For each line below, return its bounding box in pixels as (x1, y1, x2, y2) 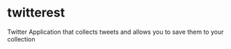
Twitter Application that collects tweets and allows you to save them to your (7, 28, 224, 36)
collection (7, 35, 35, 43)
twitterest (7, 5, 65, 21)
